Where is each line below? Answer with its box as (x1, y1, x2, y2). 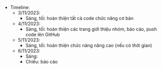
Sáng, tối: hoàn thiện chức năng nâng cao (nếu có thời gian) (25, 42, 152, 48)
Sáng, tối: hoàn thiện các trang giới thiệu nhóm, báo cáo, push (25, 26, 157, 32)
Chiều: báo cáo (25, 59, 58, 64)
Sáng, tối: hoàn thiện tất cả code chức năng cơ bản (25, 15, 134, 21)
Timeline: (10, 5, 30, 10)
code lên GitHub (25, 32, 60, 37)
